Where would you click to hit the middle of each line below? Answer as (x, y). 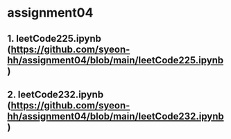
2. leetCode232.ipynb (55, 94)
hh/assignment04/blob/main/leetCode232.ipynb (115, 116)
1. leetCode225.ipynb (54, 39)
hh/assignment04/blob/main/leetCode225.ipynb (115, 60)
